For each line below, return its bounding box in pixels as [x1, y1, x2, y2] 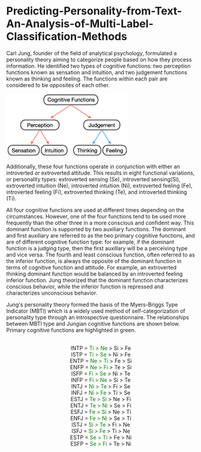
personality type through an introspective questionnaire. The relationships [6, 313, 189, 321]
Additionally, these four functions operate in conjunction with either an [6, 163, 180, 170]
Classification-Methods [6, 30, 128, 43]
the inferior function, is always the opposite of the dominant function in [6, 257, 182, 265]
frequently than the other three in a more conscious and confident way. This [6, 219, 194, 226]
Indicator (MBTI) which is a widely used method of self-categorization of [6, 307, 186, 315]
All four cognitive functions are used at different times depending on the [6, 206, 185, 214]
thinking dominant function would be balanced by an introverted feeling [6, 270, 183, 277]
